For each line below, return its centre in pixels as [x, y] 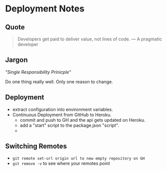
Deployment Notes [45, 9]
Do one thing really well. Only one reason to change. [59, 82]
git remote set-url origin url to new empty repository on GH [78, 159]
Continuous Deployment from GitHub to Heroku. [62, 115]
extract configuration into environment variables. [63, 109]
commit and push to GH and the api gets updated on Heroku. [82, 120]
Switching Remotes [36, 146]
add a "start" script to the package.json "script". [69, 125]
